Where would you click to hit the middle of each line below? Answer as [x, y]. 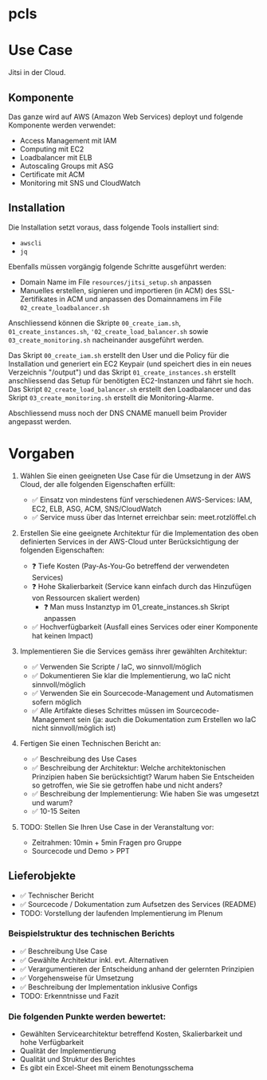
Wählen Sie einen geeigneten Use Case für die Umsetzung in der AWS [135, 476]
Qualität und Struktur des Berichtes [77, 1059]
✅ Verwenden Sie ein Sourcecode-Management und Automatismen [142, 693]
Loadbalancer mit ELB [56, 157]
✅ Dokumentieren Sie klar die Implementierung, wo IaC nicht [131, 675]
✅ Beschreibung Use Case [63, 951]
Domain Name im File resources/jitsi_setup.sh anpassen [116, 282]
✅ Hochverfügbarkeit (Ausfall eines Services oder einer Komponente [145, 626]
